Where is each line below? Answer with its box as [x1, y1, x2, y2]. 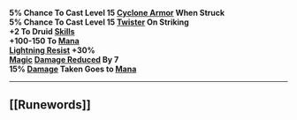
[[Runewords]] [9, 97, 91, 113]
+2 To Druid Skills [9, 26, 75, 36]
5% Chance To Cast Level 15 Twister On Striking [9, 17, 190, 27]
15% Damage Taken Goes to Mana [9, 64, 137, 74]
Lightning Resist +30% [9, 45, 95, 56]
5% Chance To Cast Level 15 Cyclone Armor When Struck [9, 8, 225, 18]
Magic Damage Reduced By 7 [9, 55, 119, 64]
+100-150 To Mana [9, 35, 80, 46]
